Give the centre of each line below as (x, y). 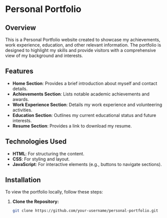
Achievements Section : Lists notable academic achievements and (81, 94)
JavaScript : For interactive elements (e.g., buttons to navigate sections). (87, 164)
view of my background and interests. (44, 55)
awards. (21, 99)
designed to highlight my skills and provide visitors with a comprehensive (80, 50)
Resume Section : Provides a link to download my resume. (72, 125)
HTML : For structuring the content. (48, 153)
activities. (22, 110)
